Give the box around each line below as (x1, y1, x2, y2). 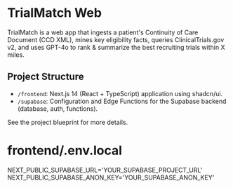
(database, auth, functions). (17, 104, 98, 113)
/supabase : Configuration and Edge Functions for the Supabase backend (17, 97, 227, 105)
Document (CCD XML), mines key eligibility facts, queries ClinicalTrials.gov (7, 35, 225, 43)
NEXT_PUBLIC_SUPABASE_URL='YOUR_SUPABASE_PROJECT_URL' (7, 166, 203, 174)
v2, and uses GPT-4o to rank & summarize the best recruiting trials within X (7, 43, 225, 51)
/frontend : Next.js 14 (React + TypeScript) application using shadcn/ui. (17, 89, 223, 98)
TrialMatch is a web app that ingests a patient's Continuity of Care (7, 28, 199, 36)
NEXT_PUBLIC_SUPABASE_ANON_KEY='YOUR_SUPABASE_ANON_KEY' (7, 173, 215, 182)
